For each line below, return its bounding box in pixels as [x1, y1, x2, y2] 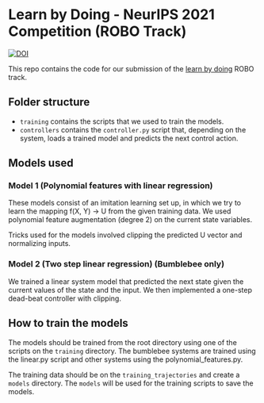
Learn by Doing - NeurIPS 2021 [8, 6, 216, 24]
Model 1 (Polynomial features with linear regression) [8, 180, 213, 191]
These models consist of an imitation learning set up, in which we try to [8, 198, 242, 208]
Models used [8, 156, 74, 170]
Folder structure [8, 95, 90, 109]
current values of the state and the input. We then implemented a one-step [8, 285, 252, 294]
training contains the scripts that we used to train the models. [19, 117, 224, 126]
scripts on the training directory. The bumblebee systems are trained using [8, 346, 256, 355]
